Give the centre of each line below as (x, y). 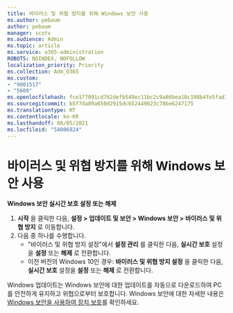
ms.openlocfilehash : (37, 98)
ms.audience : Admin (35, 39)
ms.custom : (23, 78)
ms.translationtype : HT (42, 110)
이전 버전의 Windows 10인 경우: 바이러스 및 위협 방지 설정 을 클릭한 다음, (125, 262)
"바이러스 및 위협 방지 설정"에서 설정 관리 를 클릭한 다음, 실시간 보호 (119, 244)
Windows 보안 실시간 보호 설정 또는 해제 (62, 204)
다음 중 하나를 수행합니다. (52, 235)
